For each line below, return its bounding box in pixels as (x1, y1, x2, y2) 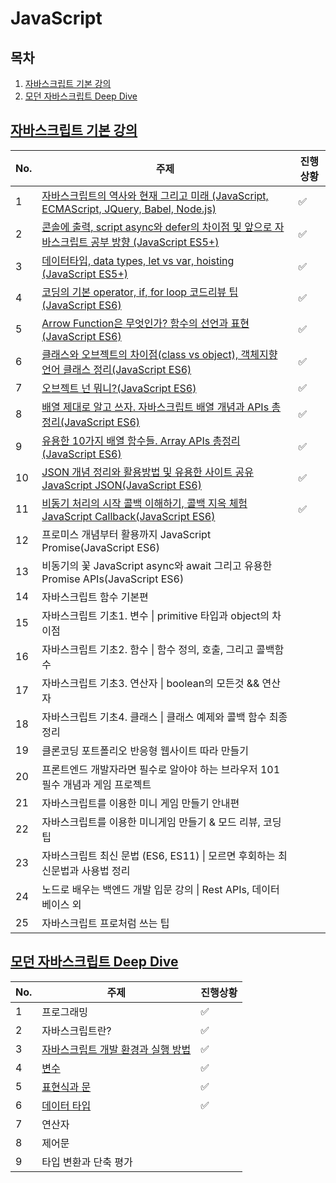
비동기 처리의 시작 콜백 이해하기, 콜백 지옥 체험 (41, 496, 248, 510)
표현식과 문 (41, 1080, 92, 1094)
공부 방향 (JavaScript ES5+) (90, 235, 220, 249)
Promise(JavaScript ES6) (41, 540, 160, 554)
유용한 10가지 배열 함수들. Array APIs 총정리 (41, 433, 241, 447)
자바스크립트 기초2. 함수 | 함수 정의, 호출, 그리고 (41, 642, 254, 656)
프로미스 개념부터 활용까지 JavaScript (41, 527, 212, 541)
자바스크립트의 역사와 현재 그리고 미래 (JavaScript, (41, 188, 269, 202)
